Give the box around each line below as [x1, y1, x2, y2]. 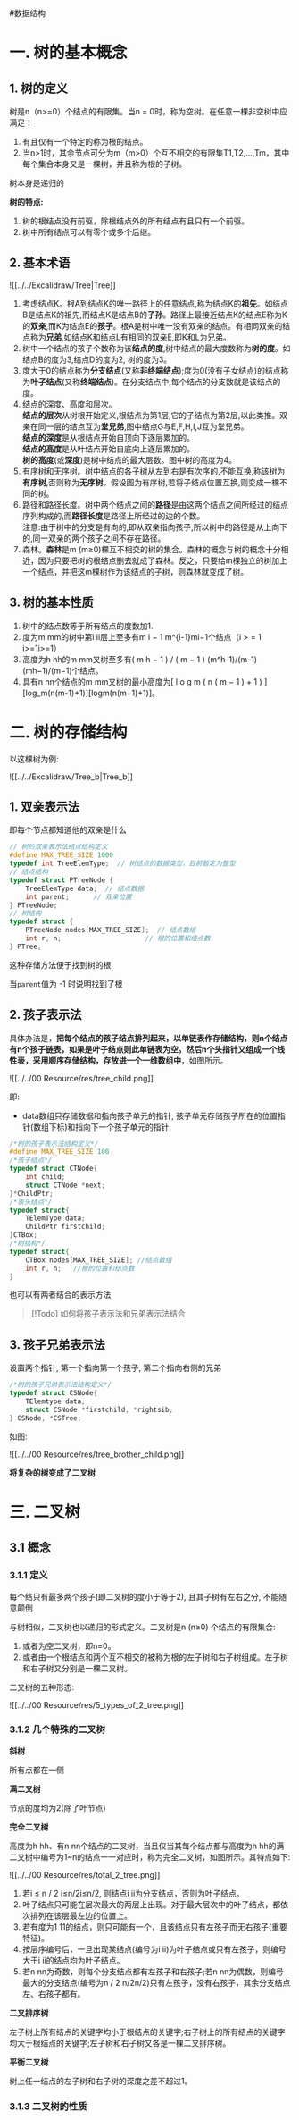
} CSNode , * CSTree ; [9, 1413, 82, 1423]
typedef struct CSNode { [9, 1389, 98, 1398]
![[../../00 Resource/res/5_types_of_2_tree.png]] [9, 1699, 185, 1710]
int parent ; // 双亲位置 [25, 892, 132, 901]
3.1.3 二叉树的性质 [9, 2099, 87, 2112]
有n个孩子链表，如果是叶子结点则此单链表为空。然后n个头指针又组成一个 [9, 1044, 278, 1055]
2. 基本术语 [9, 256, 71, 271]
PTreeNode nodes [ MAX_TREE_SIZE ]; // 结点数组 [25, 926, 196, 935]
